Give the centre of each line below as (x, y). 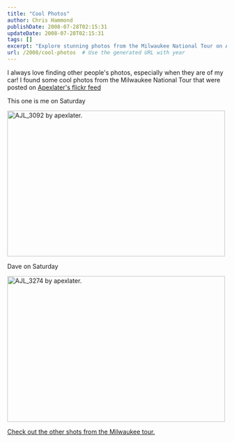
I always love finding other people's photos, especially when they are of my (115, 72)
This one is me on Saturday (46, 101)
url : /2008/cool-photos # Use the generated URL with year (96, 53)
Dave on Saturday (33, 266)
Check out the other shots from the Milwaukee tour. (81, 432)
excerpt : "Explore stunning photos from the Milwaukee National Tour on (115, 46)
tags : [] (20, 40)
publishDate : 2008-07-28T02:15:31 (57, 27)
